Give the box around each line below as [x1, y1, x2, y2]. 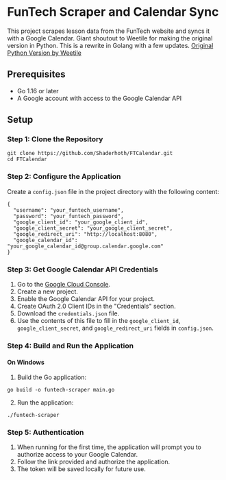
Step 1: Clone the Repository [7, 134, 103, 144]
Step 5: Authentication [7, 428, 84, 437]
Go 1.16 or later [16, 86, 60, 95]
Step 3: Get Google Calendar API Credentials [7, 265, 159, 274]
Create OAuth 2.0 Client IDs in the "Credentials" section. [16, 302, 176, 311]
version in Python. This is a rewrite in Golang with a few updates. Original [7, 41, 214, 49]
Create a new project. [16, 287, 79, 296]
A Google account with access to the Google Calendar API [16, 94, 182, 102]
